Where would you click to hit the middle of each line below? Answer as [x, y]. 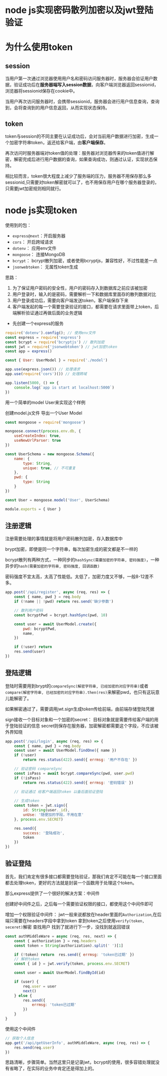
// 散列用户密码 [29, 610]
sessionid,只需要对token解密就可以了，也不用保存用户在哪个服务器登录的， [82, 182]
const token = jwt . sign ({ [41, 806]
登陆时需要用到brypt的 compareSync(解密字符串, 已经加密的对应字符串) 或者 [77, 686]
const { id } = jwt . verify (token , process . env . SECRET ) [72, 964]
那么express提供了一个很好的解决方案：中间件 [53, 893]
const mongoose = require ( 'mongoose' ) [45, 422]
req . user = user [40, 986]
